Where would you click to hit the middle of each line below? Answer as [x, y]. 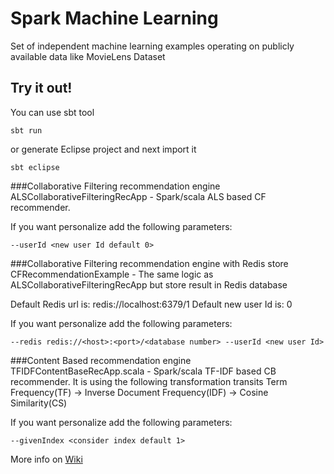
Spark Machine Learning [114, 18]
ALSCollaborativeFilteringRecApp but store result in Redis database [149, 284]
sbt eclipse [35, 167]
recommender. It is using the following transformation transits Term [149, 381]
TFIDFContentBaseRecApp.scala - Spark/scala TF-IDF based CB [143, 371]
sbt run [26, 130]
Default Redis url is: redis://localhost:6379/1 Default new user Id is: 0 [151, 304]
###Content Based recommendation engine [101, 360]
